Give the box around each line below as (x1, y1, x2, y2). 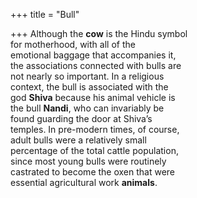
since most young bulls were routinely (10, 155, 167, 167)
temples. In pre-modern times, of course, (10, 124, 180, 135)
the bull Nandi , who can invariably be (10, 102, 165, 114)
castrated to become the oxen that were (10, 166, 176, 178)
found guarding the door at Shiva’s (10, 113, 153, 124)
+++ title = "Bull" (10, 9, 80, 20)
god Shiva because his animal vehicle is (10, 92, 176, 103)
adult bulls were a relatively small (10, 134, 147, 146)
